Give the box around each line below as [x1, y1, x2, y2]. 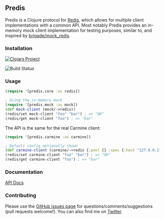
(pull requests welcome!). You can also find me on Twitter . [5, 208, 123, 214]
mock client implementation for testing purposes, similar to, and [23, 27, 152, 33]
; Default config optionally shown [5, 143, 78, 148]
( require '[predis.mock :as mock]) [5, 103, 78, 108]
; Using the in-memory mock [5, 98, 63, 103]
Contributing [5, 192, 36, 199]
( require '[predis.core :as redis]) [5, 89, 80, 94]
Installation [5, 45, 33, 52]
